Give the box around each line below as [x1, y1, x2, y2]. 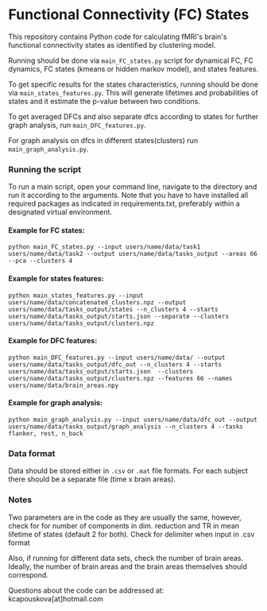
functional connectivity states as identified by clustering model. [8, 40, 216, 49]
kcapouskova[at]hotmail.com [8, 594, 103, 603]
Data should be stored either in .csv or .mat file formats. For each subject [8, 466, 249, 476]
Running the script [8, 164, 82, 175]
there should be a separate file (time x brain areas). [8, 474, 176, 484]
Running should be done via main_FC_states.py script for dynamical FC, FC [8, 56, 254, 65]
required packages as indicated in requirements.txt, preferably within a [8, 199, 240, 208]
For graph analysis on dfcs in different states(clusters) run [8, 135, 199, 145]
